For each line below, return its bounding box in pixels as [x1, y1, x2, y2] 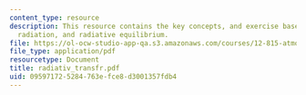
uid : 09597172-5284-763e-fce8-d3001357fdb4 [9, 72, 178, 81]
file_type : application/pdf [9, 47, 117, 56]
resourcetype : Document [9, 55, 100, 64]
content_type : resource [9, 13, 100, 23]
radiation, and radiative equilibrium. [17, 30, 169, 39]
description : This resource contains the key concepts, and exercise [9, 22, 280, 31]
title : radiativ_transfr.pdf [9, 64, 120, 73]
